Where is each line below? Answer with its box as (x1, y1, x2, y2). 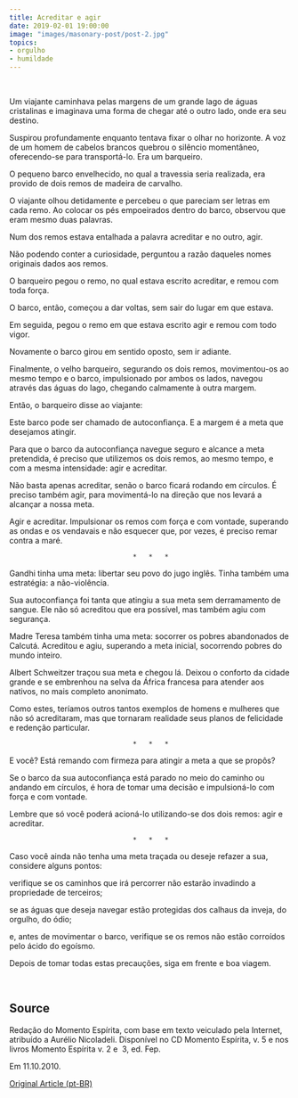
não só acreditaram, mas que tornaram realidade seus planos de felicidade (9, 713, 284, 723)
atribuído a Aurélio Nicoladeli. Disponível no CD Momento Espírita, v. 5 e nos (9, 1034, 289, 1045)
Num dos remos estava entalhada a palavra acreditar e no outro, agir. (9, 232, 263, 242)
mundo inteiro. (9, 650, 62, 660)
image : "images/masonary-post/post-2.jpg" (9, 29, 169, 38)
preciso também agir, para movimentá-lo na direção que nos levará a (9, 489, 262, 500)
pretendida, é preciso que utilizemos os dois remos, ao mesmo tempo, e (9, 454, 274, 463)
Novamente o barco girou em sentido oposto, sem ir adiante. (9, 347, 232, 356)
